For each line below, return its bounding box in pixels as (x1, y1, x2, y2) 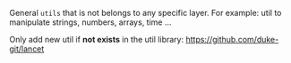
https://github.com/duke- (185, 35, 279, 44)
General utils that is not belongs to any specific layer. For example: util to (9, 8, 282, 18)
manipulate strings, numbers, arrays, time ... (9, 17, 172, 28)
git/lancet (9, 43, 45, 54)
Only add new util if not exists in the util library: (9, 35, 184, 44)
